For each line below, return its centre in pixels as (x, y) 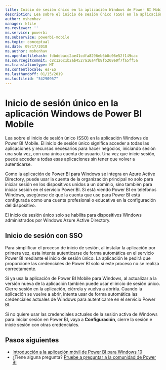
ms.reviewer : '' (22, 28)
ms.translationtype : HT (30, 65)
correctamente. (21, 269)
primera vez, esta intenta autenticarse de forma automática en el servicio (80, 253)
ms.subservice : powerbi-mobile (37, 38)
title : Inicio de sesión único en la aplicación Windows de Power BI (78, 10)
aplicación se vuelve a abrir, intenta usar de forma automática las (71, 294)
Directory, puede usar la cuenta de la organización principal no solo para (79, 179)
